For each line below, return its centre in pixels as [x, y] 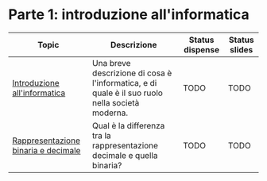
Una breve [112, 63]
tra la [102, 135]
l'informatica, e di [125, 83]
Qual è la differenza [129, 125]
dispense [202, 49]
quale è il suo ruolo [128, 93]
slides [242, 49]
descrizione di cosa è [132, 73]
